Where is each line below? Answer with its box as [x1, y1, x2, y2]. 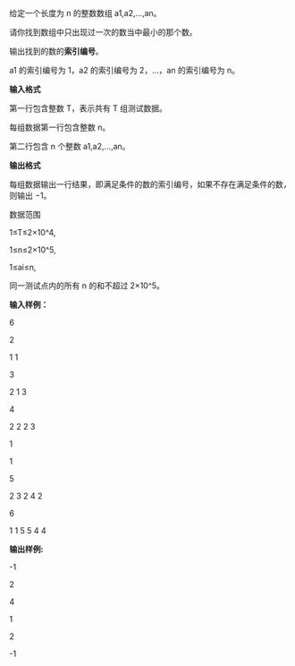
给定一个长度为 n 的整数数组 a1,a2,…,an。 [9, 8, 162, 18]
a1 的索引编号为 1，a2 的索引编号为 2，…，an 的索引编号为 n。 [9, 65, 240, 75]
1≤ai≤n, [9, 262, 37, 272]
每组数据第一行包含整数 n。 [9, 122, 111, 132]
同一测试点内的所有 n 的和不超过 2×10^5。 [9, 280, 165, 291]
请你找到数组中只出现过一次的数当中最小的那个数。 [9, 27, 198, 38]
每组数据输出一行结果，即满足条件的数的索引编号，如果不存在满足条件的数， [9, 179, 291, 190]
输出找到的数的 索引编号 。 [9, 46, 104, 56]
